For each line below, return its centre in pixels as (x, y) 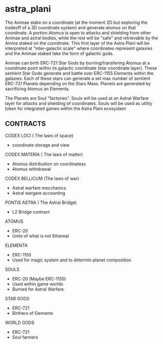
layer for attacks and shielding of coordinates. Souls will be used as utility (79, 103)
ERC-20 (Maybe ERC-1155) (39, 279)
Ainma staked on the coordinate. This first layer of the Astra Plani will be (77, 43)
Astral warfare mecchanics (39, 188)
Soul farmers (25, 337)
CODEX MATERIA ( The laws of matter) (44, 154)
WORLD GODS (20, 323)
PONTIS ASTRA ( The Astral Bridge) (41, 202)
